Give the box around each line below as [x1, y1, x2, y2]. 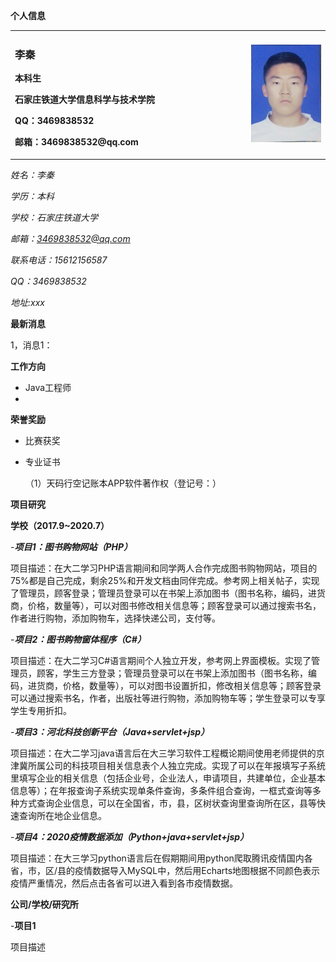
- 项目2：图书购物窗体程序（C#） [10, 633, 147, 645]
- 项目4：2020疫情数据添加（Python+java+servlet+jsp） [10, 830, 250, 843]
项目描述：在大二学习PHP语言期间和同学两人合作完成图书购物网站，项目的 [10, 562, 318, 574]
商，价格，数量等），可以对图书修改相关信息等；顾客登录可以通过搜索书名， [10, 599, 322, 611]
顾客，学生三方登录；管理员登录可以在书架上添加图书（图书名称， [36, 667, 308, 679]
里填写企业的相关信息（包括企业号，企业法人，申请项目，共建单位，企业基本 [10, 772, 326, 784]
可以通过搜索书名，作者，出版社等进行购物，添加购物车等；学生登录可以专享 [10, 692, 326, 704]
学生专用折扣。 [10, 704, 72, 716]
